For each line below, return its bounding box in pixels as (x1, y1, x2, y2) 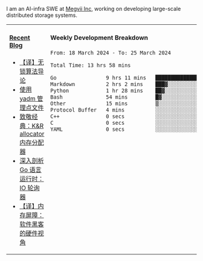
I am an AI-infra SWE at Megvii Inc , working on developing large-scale (6, 5, 181, 12)
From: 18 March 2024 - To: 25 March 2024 (50, 49, 171, 56)
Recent (9, 33, 30, 42)
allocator (19, 130, 45, 138)
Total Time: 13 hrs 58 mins (50, 62, 131, 68)
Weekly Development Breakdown (50, 33, 149, 42)
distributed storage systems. (6, 12, 77, 19)
